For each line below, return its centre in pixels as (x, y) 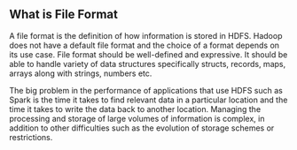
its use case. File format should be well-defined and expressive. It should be (148, 54)
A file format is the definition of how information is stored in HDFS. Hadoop (146, 35)
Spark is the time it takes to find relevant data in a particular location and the (148, 100)
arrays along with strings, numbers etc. (81, 73)
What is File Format (63, 15)
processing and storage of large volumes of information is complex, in (137, 118)
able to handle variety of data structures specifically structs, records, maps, (148, 64)
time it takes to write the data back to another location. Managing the (135, 109)
